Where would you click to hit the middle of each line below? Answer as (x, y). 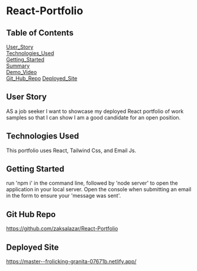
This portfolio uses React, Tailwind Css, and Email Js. (71, 150)
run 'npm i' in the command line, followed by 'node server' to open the (92, 183)
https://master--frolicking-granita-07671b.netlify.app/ (71, 262)
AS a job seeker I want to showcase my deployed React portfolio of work (95, 111)
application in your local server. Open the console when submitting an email (99, 189)
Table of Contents (40, 33)
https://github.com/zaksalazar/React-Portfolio (62, 228)
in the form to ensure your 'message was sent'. (63, 196)
